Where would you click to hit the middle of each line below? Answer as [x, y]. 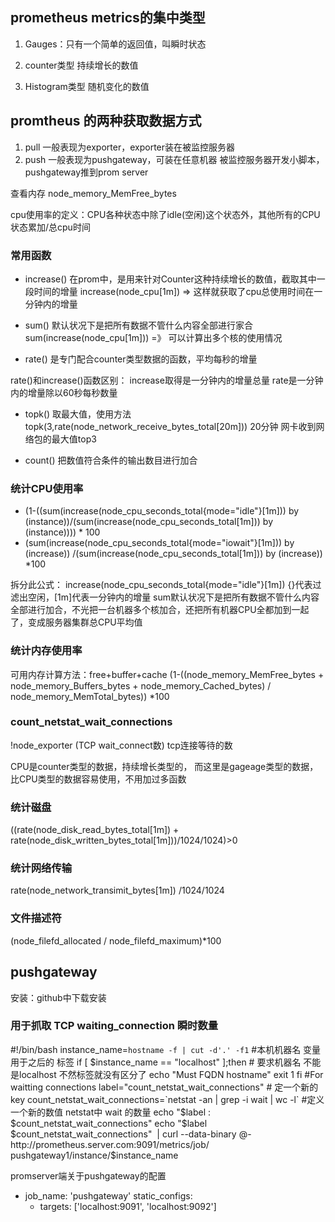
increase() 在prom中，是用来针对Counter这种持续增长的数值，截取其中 [170, 279]
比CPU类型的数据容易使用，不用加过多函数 [98, 779]
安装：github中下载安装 [58, 997]
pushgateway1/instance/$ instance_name [94, 1155]
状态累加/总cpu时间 [50, 227]
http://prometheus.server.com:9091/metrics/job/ [110, 1144]
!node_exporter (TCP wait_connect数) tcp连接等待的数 [121, 745]
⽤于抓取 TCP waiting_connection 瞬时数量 [114, 1026]
